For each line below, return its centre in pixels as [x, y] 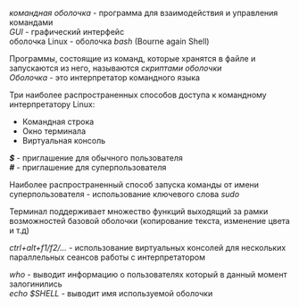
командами [31, 22]
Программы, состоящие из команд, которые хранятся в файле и [133, 58]
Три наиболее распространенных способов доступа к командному [138, 95]
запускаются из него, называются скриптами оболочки [116, 68]
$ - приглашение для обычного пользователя [96, 158]
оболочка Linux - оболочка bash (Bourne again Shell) [109, 41]
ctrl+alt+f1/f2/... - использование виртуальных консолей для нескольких [148, 248]
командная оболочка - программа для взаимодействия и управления [144, 13]
